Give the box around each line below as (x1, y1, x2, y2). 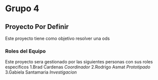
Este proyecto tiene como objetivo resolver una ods (5, 35, 110, 41)
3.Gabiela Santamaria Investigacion (5, 69, 77, 75)
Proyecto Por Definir (5, 23, 69, 31)
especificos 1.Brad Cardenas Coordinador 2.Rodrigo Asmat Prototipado (5, 64, 151, 70)
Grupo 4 (5, 3, 39, 14)
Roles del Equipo (5, 48, 46, 54)
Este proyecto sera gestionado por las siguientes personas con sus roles (5, 59, 153, 65)
